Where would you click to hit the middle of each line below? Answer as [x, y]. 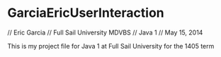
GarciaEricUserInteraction [86, 13]
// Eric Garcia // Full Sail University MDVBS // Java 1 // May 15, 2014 [105, 32]
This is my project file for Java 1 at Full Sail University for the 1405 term [111, 46]
